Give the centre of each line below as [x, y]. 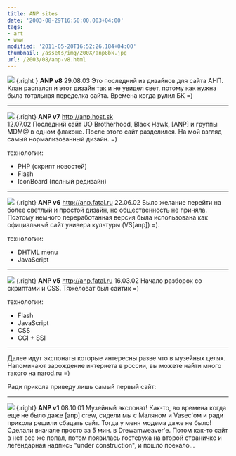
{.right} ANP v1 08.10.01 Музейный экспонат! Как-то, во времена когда [121, 407]
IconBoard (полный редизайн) [62, 181]
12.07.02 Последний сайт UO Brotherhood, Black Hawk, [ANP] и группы [112, 124]
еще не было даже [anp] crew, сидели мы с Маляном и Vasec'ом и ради [115, 415]
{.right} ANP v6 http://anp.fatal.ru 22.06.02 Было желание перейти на [118, 202]
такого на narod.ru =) [39, 373]
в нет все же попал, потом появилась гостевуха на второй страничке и [115, 438]
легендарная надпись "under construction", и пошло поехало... [101, 445]
